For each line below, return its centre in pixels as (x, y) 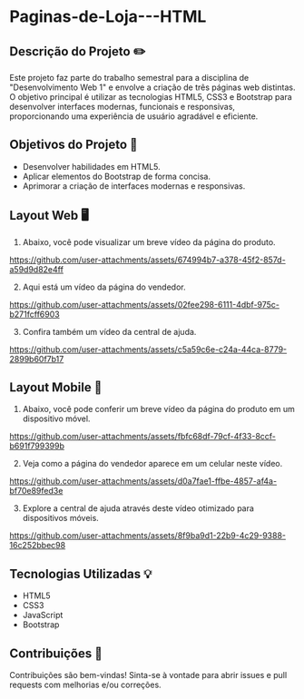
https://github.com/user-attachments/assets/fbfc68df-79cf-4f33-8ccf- (143, 437)
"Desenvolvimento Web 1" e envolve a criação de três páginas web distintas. (152, 87)
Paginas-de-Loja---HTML (108, 17)
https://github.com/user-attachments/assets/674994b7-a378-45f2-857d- (147, 260)
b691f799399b (37, 446)
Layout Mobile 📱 (56, 388)
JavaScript (43, 615)
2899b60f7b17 (37, 359)
